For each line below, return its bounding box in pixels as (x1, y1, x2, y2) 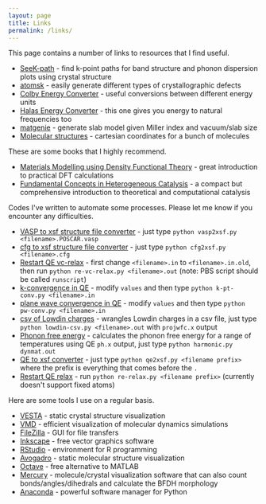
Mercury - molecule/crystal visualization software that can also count (19, 471, 248, 480)
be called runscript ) (19, 275, 87, 284)
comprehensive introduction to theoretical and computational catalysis (19, 188, 251, 197)
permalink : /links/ (8, 26, 73, 34)
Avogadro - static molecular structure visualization (19, 453, 185, 463)
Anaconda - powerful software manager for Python (19, 487, 188, 497)
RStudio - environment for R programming (19, 445, 157, 455)
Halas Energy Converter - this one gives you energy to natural (19, 106, 222, 115)
